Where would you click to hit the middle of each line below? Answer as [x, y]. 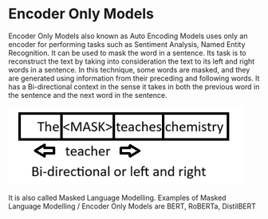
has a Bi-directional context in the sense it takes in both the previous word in [134, 86]
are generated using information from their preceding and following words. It [134, 78]
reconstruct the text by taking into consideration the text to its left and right [132, 61]
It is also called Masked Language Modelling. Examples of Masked [117, 197]
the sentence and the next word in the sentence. [88, 95]
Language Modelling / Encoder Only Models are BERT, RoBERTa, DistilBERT [132, 206]
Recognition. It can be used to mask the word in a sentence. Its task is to [127, 53]
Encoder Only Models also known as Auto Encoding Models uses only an [128, 36]
